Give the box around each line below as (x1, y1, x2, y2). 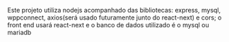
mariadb (7, 28, 32, 36)
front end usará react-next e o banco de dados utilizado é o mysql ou (7, 21, 210, 29)
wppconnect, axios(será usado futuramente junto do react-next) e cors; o (7, 13, 222, 22)
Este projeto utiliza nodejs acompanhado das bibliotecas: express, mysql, (7, 6, 221, 14)
